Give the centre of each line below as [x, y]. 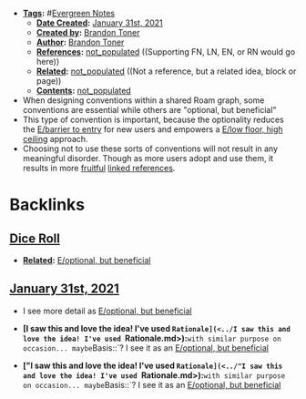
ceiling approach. [55, 139]
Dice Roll [35, 238]
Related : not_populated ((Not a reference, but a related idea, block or [166, 71]
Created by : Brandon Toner [88, 32]
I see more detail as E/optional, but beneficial [107, 311]
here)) [48, 61]
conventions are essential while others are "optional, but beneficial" [149, 110]
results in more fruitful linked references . [99, 168]
